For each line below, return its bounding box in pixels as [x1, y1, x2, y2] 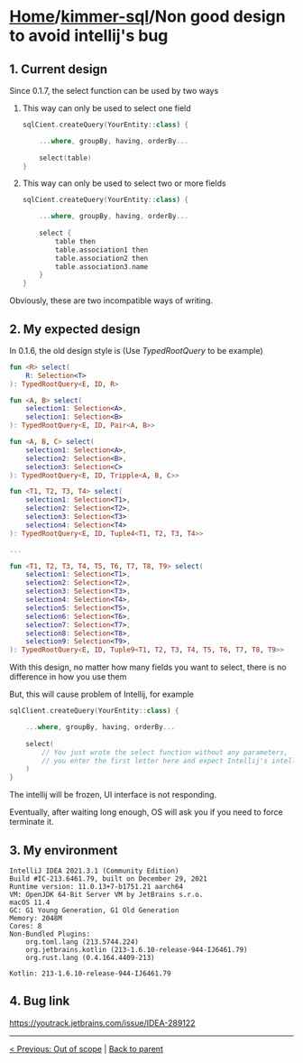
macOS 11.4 [9, 898, 50, 907]
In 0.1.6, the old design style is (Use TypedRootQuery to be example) [9, 345, 263, 356]
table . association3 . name [55, 262, 149, 272]
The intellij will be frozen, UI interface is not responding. [9, 790, 217, 800]
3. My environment [9, 842, 118, 858]
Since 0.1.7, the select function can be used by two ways [9, 86, 219, 96]
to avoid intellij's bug [9, 25, 169, 46]
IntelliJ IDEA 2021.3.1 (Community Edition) [9, 866, 179, 875]
